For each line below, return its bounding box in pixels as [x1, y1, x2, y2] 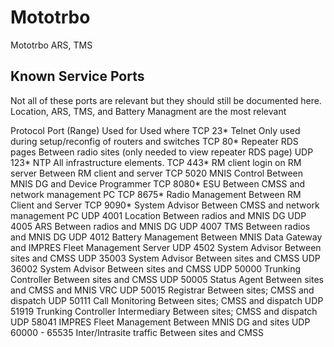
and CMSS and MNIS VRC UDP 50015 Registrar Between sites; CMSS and [10, 284, 315, 296]
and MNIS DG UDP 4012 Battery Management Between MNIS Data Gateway [10, 231, 323, 243]
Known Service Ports [10, 68, 145, 85]
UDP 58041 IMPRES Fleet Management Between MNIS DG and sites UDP [10, 316, 311, 328]
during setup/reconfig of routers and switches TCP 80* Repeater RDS [10, 135, 299, 147]
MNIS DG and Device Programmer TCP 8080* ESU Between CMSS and [10, 177, 306, 190]
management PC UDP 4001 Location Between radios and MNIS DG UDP [10, 209, 307, 221]
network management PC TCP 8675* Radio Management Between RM [10, 188, 302, 200]
